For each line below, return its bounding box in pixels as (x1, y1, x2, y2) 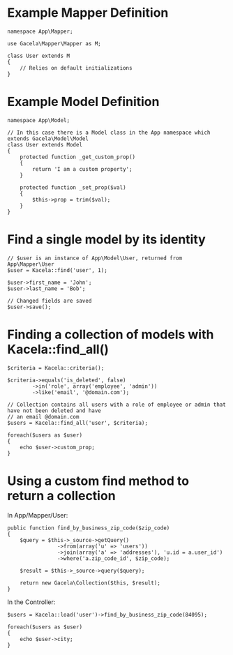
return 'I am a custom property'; (32, 165, 133, 172)
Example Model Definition (7, 94, 160, 110)
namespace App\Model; (7, 116, 70, 123)
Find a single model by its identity (7, 232, 206, 248)
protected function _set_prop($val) (20, 183, 127, 191)
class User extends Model (7, 141, 82, 148)
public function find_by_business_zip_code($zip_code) (7, 525, 170, 532)
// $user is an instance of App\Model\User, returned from (7, 255, 183, 262)
